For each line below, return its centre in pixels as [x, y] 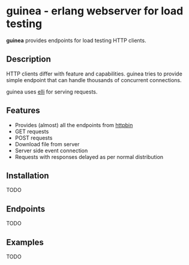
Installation [28, 175]
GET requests [32, 131]
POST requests [34, 138]
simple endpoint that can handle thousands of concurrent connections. [94, 80]
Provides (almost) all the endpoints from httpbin [74, 125]
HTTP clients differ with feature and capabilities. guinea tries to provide [94, 74]
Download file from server [47, 144]
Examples [25, 242]
